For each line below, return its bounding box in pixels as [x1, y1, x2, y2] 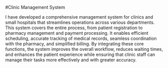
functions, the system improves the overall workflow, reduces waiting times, [5, 46, 163, 52]
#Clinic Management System [5, 5, 66, 10]
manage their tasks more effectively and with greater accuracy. [5, 57, 137, 62]
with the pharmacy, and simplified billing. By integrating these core [5, 41, 144, 47]
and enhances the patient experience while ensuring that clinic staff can [5, 51, 155, 57]
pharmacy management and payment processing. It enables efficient [5, 30, 149, 36]
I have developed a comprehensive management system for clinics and [5, 14, 153, 20]
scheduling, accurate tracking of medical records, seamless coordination [5, 35, 157, 41]
